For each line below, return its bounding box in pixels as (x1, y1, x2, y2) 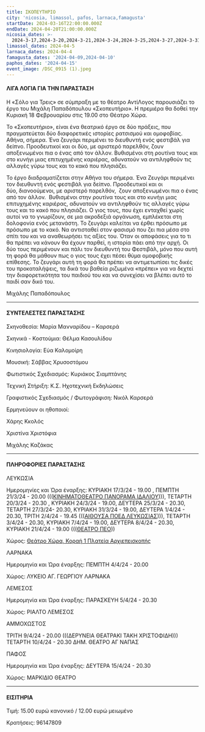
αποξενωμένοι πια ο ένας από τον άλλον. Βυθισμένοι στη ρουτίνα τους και (6, 149, 198, 156)
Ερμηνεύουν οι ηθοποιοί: (6, 406, 70, 413)
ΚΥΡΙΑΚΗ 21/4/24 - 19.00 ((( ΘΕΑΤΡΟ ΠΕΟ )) (6, 525, 115, 532)
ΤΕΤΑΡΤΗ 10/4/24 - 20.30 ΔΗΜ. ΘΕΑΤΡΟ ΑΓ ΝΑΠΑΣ (6, 638, 139, 645)
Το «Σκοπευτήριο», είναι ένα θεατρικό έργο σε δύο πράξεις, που (6, 123, 171, 130)
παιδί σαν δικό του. (6, 277, 55, 285)
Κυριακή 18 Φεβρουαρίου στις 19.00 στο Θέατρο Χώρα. (6, 111, 148, 119)
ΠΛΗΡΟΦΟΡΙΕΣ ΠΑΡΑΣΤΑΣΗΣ (6, 461, 85, 468)
